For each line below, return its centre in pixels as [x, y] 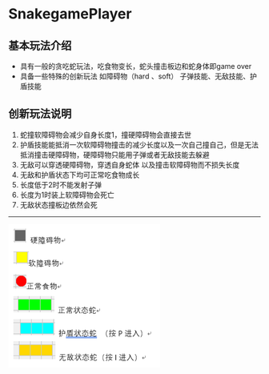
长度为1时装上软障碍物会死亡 [67, 195]
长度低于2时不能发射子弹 [61, 184]
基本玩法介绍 [40, 45]
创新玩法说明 [40, 114]
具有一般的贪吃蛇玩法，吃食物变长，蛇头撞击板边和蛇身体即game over [136, 66]
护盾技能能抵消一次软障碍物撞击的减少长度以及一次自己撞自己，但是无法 [139, 144]
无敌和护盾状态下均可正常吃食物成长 [80, 175]
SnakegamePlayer [70, 14]
